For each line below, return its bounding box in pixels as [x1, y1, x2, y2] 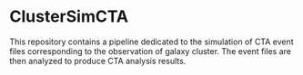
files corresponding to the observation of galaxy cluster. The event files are [9, 45, 291, 56]
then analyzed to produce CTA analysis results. [9, 55, 187, 66]
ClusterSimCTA [9, 6, 129, 27]
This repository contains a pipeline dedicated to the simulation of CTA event [9, 36, 294, 47]
